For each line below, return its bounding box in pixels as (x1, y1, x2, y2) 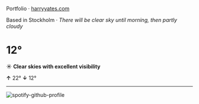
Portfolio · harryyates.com (6, 5, 70, 12)
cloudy (6, 23, 23, 30)
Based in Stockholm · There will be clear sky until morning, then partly (6, 17, 178, 23)
